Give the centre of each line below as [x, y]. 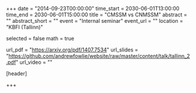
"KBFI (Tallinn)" [25, 27]
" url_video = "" [34, 62]
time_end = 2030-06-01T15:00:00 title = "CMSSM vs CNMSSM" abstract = [97, 15]
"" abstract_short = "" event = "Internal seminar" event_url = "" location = [95, 21]
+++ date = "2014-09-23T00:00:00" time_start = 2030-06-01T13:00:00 [93, 8]
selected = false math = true [40, 38]
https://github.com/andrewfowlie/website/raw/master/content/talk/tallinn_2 [99, 56]
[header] [17, 73]
